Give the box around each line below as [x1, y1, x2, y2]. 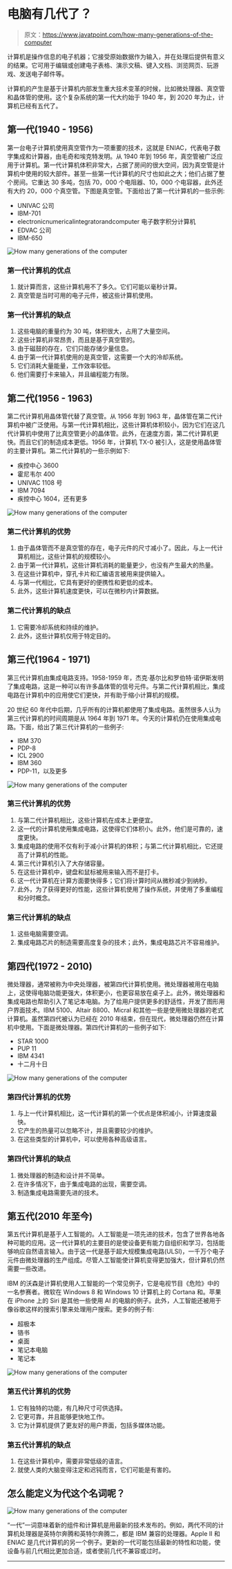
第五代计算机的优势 [7, 1387, 71, 1396]
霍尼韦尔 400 [17, 470, 55, 479]
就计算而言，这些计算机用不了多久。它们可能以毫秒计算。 [17, 282, 181, 291]
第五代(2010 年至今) [7, 1210, 93, 1222]
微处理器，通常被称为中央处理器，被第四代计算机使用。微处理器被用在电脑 [7, 980, 219, 988]
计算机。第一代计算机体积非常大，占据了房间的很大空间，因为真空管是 [19, 160, 219, 169]
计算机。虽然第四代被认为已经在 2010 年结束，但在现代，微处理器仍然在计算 [7, 1014, 224, 1023]
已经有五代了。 [19, 102, 62, 110]
